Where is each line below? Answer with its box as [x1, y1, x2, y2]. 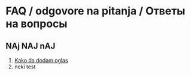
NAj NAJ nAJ [5, 41, 56, 51]
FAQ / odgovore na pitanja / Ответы [5, 4, 186, 18]
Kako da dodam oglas [14, 57, 68, 64]
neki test [14, 63, 36, 70]
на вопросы [5, 17, 68, 31]
